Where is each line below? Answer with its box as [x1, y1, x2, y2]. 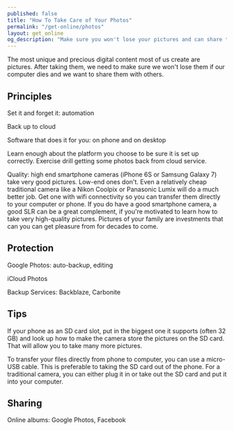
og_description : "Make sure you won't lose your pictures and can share [7, 36, 223, 43]
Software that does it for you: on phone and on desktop [7, 135, 166, 144]
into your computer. [7, 377, 64, 386]
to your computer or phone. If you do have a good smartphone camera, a [7, 199, 217, 208]
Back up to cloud [7, 122, 56, 130]
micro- [206, 355, 226, 363]
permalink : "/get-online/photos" [7, 23, 104, 30]
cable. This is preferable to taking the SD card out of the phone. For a [21, 362, 221, 370]
